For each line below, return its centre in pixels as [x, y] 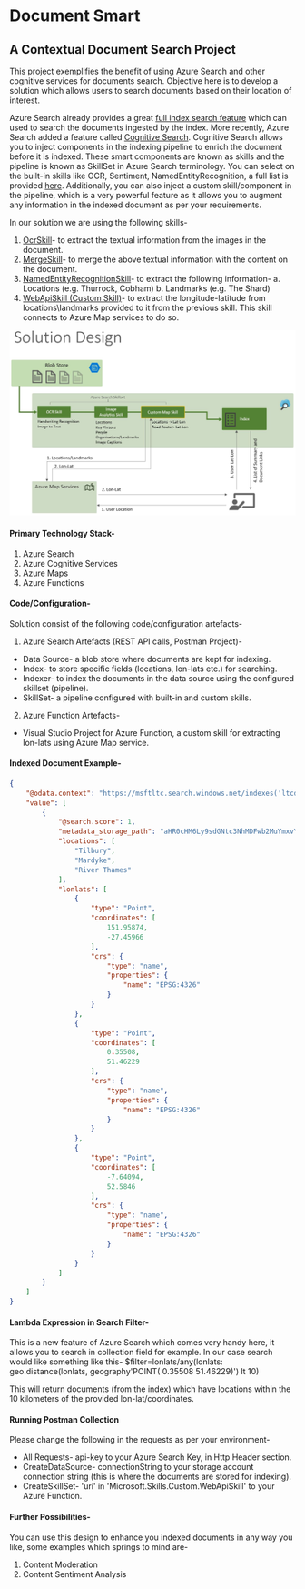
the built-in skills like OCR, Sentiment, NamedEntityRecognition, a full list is [149, 176]
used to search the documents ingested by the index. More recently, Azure [149, 127]
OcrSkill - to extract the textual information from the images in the [144, 240]
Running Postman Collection [64, 1419]
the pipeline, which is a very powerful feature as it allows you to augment [146, 195]
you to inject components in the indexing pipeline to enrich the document [146, 147]
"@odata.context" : [60, 793]
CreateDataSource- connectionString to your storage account [138, 1467]
